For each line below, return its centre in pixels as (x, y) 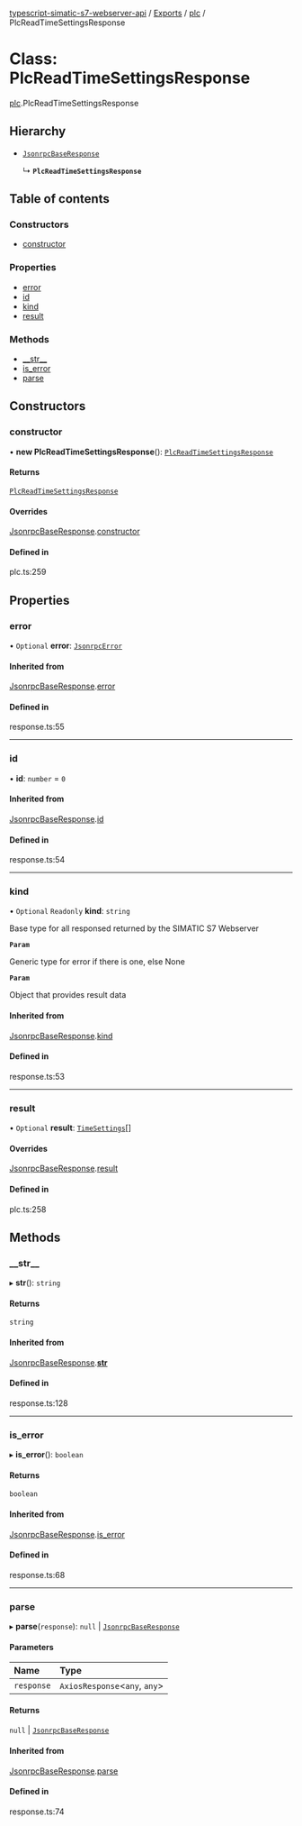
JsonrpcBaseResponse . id (57, 818)
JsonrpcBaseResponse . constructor (75, 532)
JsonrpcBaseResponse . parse (64, 1771)
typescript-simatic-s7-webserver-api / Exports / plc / (107, 13)
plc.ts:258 (28, 1209)
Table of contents (59, 199)
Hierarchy (38, 131)
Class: (34, 59)
